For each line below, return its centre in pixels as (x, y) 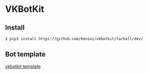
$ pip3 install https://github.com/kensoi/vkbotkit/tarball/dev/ (74, 39)
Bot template (25, 54)
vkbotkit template (23, 66)
